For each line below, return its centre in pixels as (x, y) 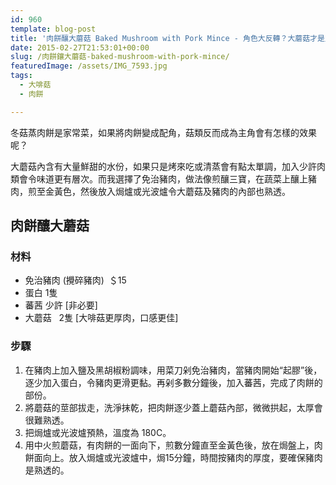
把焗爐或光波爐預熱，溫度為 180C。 (98, 432)
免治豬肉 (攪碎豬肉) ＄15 (75, 280)
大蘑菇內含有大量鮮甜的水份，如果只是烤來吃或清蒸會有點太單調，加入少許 (163, 166)
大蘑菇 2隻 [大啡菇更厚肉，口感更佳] (101, 318)
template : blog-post (53, 29)
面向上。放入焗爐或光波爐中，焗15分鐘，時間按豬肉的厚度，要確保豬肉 (178, 457)
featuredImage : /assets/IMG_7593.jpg (89, 66)
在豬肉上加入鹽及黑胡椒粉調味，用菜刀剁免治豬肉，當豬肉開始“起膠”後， (173, 370)
